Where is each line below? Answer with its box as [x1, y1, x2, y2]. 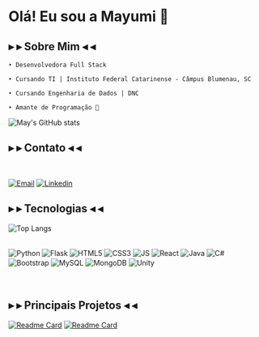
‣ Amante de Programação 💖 [8, 104, 100, 112]
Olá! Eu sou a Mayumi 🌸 [8, 7, 169, 26]
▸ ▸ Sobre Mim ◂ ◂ [8, 40, 96, 53]
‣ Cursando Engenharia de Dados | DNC [8, 89, 139, 97]
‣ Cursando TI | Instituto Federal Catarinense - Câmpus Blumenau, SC [8, 75, 252, 83]
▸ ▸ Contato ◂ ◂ [8, 141, 82, 155]
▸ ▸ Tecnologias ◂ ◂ [8, 202, 104, 215]
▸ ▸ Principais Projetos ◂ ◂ [8, 299, 138, 313]
